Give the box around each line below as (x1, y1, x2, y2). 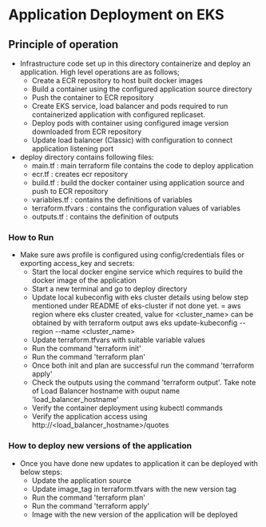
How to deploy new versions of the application (8, 441, 193, 452)
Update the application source (31, 475, 132, 485)
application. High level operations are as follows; (19, 67, 180, 77)
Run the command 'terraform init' (31, 344, 141, 353)
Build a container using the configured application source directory (31, 84, 252, 94)
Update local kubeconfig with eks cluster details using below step (31, 292, 249, 302)
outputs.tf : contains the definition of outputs (31, 212, 180, 221)
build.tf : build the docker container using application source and (31, 178, 245, 187)
